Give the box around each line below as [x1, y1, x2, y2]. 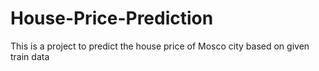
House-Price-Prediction [10, 7, 214, 30]
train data [10, 50, 50, 62]
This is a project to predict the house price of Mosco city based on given [10, 40, 310, 52]
